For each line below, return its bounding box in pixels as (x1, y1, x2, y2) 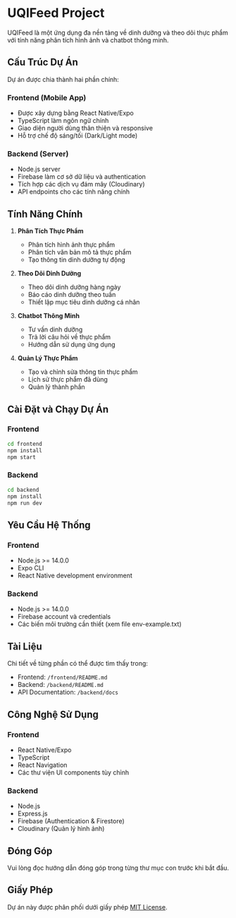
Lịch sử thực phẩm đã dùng (27, 375, 108, 384)
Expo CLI (17, 564, 44, 572)
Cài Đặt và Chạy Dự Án (7, 403, 109, 415)
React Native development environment (17, 571, 132, 580)
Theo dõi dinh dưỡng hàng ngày (27, 283, 121, 291)
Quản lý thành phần (27, 383, 86, 392)
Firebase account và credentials (17, 613, 111, 621)
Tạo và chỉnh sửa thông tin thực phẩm (27, 367, 139, 376)
